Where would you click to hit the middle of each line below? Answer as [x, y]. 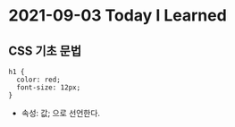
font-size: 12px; [49, 88]
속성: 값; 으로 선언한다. [60, 113]
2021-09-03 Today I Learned [117, 16]
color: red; [39, 80]
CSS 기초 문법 [45, 51]
